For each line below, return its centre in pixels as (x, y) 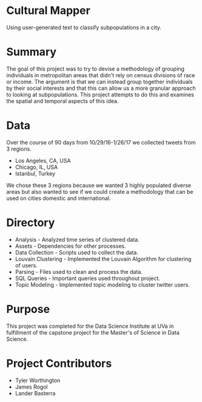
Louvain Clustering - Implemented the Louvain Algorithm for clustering (103, 259)
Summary (31, 52)
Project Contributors (59, 363)
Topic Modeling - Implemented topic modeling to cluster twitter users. (102, 284)
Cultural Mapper (49, 11)
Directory (31, 223)
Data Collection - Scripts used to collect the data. (76, 252)
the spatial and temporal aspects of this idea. (63, 101)
